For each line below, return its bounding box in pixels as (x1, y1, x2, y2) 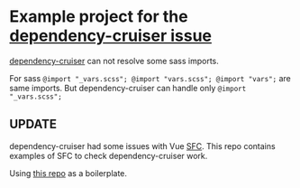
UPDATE (9, 117, 57, 132)
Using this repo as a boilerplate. (9, 167, 128, 178)
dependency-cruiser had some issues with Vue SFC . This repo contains (9, 140, 277, 151)
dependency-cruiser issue (9, 25, 213, 46)
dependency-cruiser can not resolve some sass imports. (9, 55, 219, 66)
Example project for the (9, 6, 188, 27)
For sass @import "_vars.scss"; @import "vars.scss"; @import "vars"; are (9, 72, 291, 83)
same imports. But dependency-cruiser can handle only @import (9, 82, 247, 93)
